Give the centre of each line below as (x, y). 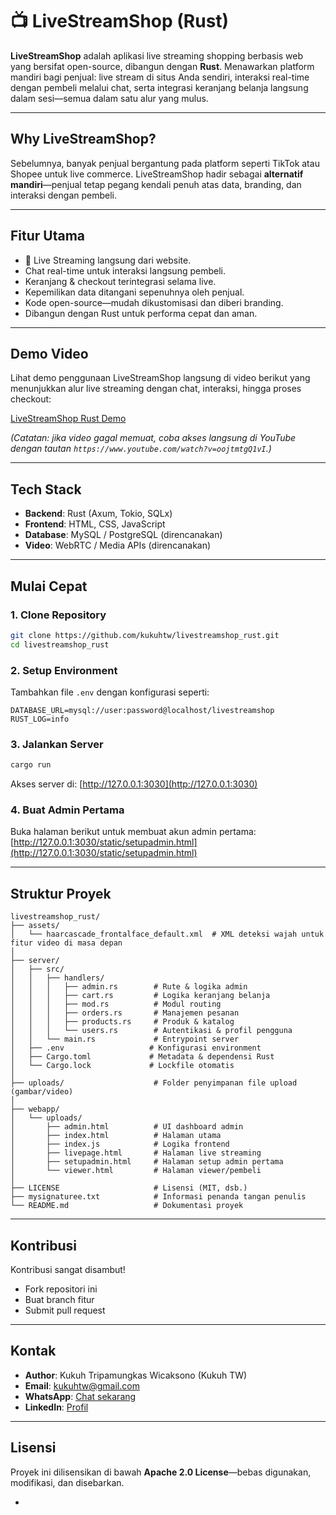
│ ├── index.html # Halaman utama (116, 1136)
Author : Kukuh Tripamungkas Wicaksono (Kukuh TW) (136, 1375)
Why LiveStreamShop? (83, 139)
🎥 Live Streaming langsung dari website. (108, 260)
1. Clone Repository (58, 615)
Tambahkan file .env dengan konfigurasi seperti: (110, 692)
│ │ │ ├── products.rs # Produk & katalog (122, 1022)
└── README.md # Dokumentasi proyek (127, 1206)
